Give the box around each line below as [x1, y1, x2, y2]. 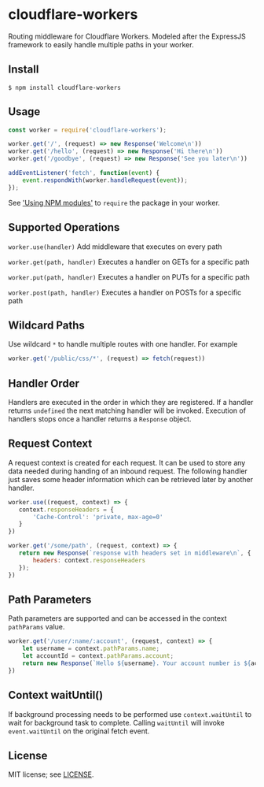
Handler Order [8, 377, 80, 390]
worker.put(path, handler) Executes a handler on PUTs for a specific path [8, 272, 250, 281]
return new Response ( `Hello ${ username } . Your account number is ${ [22, 659, 251, 667]
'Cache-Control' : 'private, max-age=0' [32, 513, 163, 521]
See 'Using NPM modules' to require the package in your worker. [8, 198, 220, 207]
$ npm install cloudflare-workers [8, 84, 122, 91]
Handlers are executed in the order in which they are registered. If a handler [8, 398, 254, 406]
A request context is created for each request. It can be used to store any [8, 458, 246, 467]
